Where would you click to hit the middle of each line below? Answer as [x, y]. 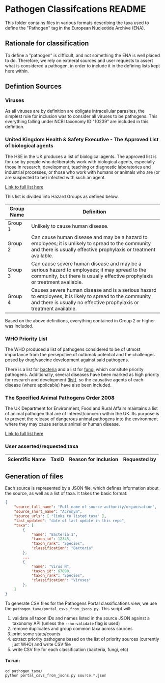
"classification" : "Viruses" [61, 580]
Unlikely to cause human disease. [70, 226]
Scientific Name [27, 459]
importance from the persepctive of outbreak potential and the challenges [80, 355]
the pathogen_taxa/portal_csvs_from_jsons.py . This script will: [68, 608]
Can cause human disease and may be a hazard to [89, 237]
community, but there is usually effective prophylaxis [92, 276]
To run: [13, 661]
